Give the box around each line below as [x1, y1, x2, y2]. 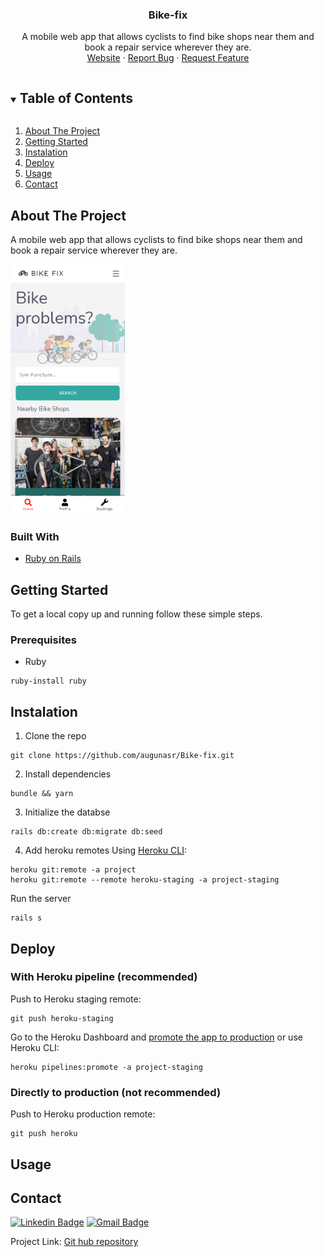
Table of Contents [19, 89, 133, 107]
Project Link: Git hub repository [10, 1236, 139, 1248]
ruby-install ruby [10, 676, 87, 687]
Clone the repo [24, 730, 87, 742]
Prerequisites [10, 633, 77, 647]
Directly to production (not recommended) [10, 1085, 222, 1099]
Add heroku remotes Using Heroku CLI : [24, 844, 187, 857]
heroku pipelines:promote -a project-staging [10, 1062, 203, 1072]
